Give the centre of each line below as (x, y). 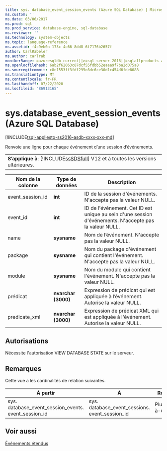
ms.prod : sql (19, 24)
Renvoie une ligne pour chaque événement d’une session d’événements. (79, 147)
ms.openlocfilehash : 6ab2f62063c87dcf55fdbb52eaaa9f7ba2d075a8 (72, 65)
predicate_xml (24, 317)
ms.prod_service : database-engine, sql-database (56, 28)
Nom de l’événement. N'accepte (122, 235)
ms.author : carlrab (25, 56)
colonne (28, 186)
